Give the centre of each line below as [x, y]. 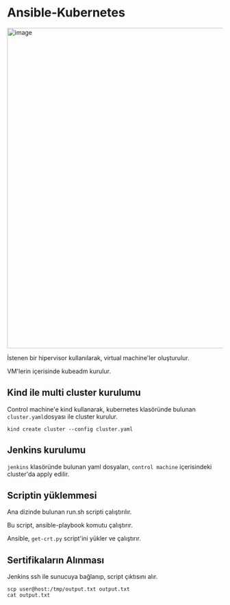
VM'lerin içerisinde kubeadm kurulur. [59, 371]
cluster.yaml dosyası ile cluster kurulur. [63, 416]
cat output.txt [29, 595]
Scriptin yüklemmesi [52, 495]
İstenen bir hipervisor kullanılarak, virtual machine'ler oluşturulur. [98, 357]
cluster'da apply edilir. [38, 474]
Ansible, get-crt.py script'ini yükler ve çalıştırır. [74, 538]
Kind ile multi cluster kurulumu [74, 393]
